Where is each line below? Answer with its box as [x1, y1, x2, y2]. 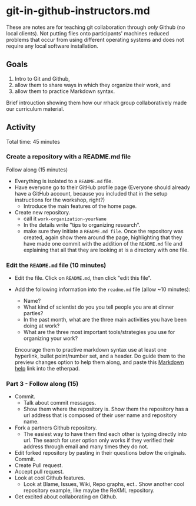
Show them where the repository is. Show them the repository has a [23, 405, 188, 413]
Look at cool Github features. [14, 474, 85, 481]
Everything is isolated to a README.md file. [14, 177, 113, 184]
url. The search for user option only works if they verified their [23, 437, 175, 444]
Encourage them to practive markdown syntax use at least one [14, 346, 167, 353]
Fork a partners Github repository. [14, 424, 97, 431]
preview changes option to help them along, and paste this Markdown [14, 359, 184, 366]
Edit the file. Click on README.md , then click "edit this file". [14, 275, 152, 282]
